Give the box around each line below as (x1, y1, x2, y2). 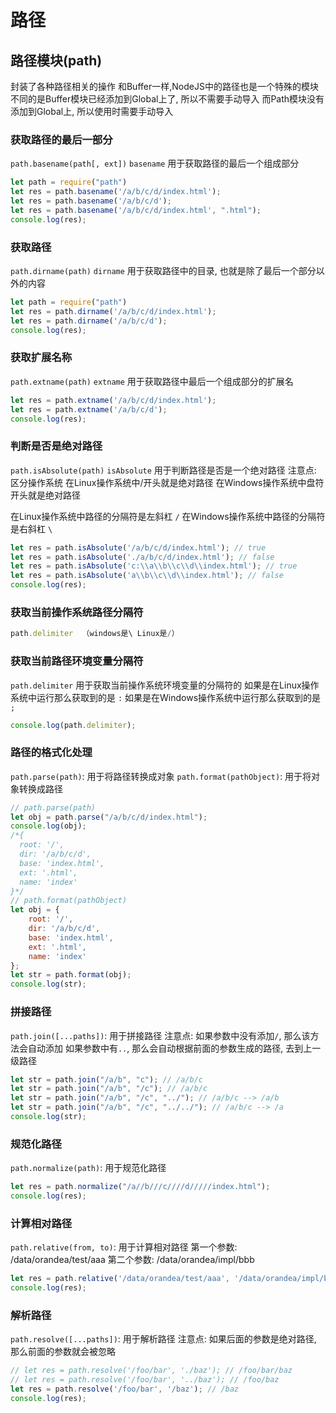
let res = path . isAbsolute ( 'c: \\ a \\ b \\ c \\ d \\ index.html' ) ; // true (10, 561, 298, 571)
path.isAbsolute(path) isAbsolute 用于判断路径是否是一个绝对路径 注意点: (10, 464, 317, 476)
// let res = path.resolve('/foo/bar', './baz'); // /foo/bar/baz (10, 1366, 293, 1376)
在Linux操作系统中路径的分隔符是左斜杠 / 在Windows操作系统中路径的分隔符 (10, 510, 326, 522)
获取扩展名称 (10, 351, 73, 365)
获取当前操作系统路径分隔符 (10, 605, 144, 619)
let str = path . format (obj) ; (10, 970, 132, 980)
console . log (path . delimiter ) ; (10, 720, 137, 730)
